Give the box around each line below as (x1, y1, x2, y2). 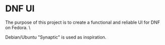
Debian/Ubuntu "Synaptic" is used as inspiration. (5, 34, 107, 40)
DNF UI (5, 3, 35, 14)
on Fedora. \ (5, 24, 31, 30)
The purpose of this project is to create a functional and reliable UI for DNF (5, 19, 160, 25)
